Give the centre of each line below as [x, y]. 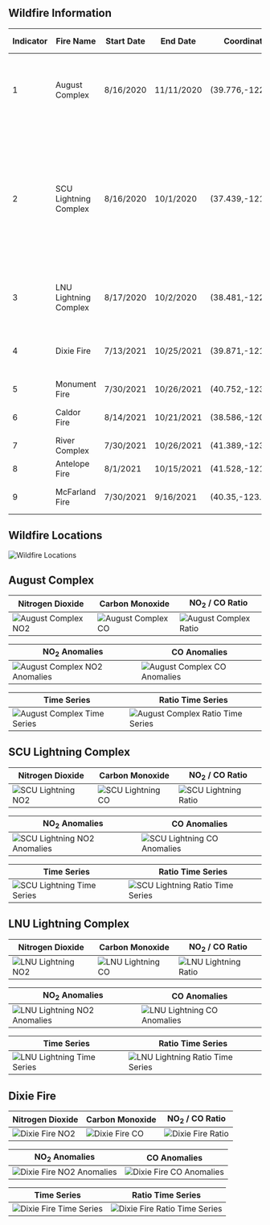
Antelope [72, 463]
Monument [76, 384]
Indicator [30, 41]
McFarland [76, 492]
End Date [178, 41]
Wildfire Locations [55, 536]
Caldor [68, 412]
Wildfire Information [60, 13]
